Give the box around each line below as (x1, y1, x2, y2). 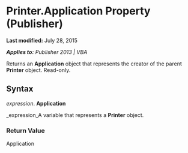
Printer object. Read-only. (6, 66, 71, 73)
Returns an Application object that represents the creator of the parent (6, 60, 182, 67)
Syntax (6, 84, 34, 94)
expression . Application (6, 100, 66, 107)
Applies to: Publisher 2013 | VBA (6, 48, 88, 55)
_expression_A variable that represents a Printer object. (6, 111, 144, 118)
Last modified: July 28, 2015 (6, 37, 78, 44)
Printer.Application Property (6, 4, 151, 18)
